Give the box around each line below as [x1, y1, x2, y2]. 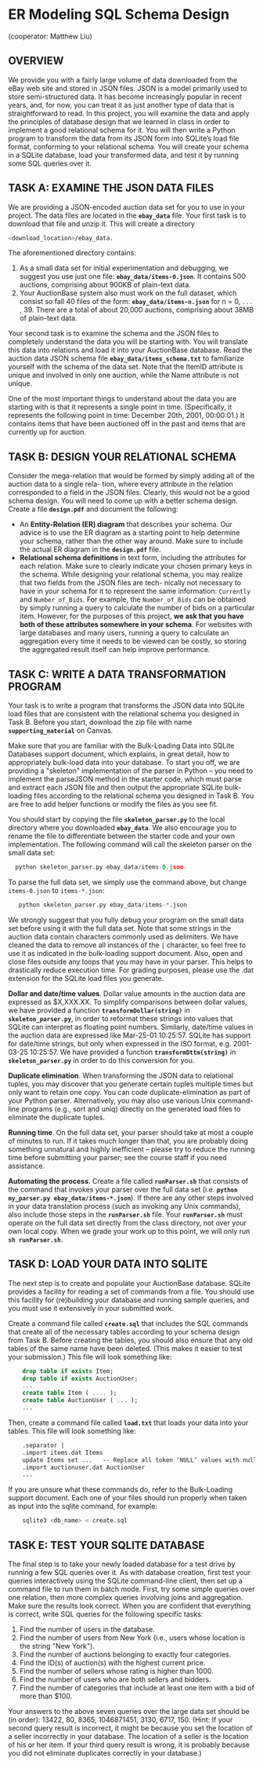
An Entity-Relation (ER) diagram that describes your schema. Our [19, 520, 232, 529]
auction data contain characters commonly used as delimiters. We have [8, 932, 239, 941]
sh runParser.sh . [8, 1235, 63, 1244]
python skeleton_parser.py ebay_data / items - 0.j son [15, 863, 184, 871]
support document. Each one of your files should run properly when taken [8, 1493, 247, 1503]
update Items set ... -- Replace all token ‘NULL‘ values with [22, 1456, 240, 1464]
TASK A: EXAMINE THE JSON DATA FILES [8, 181, 214, 195]
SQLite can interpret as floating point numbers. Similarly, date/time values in [8, 1022, 254, 1031]
